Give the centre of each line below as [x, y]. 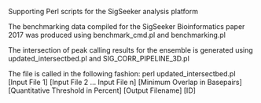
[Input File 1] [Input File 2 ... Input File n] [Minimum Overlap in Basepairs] [125, 82]
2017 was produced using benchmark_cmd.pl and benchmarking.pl [117, 35]
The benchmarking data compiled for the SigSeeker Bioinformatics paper [127, 26]
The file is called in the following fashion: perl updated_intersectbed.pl [122, 74]
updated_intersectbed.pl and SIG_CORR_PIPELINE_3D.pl [99, 59]
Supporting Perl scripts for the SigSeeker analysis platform [103, 11]
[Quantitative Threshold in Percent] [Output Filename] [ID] [102, 90]
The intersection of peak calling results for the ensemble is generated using [130, 50]
